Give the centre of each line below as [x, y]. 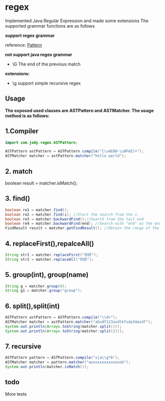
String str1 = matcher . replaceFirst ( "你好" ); [52, 255]
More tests [16, 394]
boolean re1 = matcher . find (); [37, 210]
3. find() [18, 199]
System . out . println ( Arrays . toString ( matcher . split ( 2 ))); [65, 331]
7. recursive [23, 347]
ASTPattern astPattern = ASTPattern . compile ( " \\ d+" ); [61, 317]
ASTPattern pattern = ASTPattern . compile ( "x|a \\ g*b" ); [62, 358]
